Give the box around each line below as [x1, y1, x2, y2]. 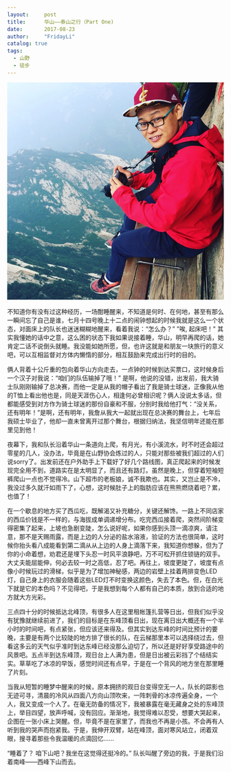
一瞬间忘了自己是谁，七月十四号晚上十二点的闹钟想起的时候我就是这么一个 [7, 316, 218, 324]
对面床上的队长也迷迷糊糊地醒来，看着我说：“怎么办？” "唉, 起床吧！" [19, 324, 217, 333]
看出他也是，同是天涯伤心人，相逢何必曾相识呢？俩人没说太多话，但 [29, 390, 222, 399]
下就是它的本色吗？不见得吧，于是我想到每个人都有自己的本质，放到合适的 [7, 584, 218, 593]
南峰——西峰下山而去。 [12, 758, 80, 766]
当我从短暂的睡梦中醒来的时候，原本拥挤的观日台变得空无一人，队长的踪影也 [7, 682, 224, 691]
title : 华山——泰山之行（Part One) [7, 18, 114, 26]
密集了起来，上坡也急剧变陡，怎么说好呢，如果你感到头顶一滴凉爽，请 [12, 524, 212, 532]
